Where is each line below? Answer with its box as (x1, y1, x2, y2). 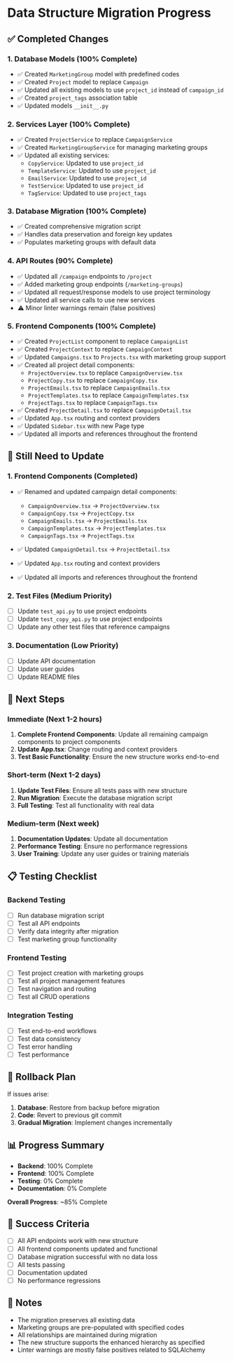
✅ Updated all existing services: (17, 151, 110, 159)
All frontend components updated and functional (17, 1244, 158, 1253)
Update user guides (17, 665, 75, 673)
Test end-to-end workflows (17, 1026, 97, 1035)
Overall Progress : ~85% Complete (7, 1197, 108, 1206)
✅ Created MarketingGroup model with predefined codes (17, 69, 180, 78)
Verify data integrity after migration (17, 927, 119, 935)
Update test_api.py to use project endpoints (17, 607, 147, 616)
